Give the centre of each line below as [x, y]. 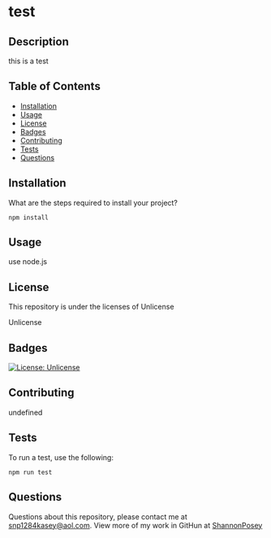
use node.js [28, 262]
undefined [26, 412]
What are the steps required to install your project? [93, 203]
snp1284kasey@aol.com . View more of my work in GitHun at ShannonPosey [135, 525]
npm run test [30, 472]
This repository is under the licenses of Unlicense [91, 307]
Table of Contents [55, 86]
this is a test [28, 61]
